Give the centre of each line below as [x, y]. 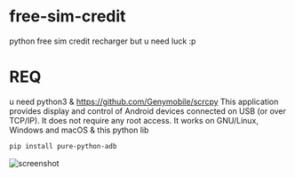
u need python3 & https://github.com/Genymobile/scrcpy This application [144, 101]
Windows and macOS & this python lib [79, 130]
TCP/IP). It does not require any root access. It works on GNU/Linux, [134, 120]
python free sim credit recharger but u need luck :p [103, 41]
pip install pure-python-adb [63, 146]
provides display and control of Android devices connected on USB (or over [148, 111]
